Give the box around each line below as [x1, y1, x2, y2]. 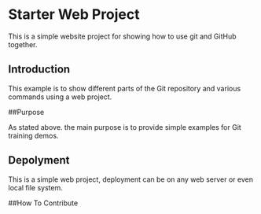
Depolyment [8, 153, 70, 167]
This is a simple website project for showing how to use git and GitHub [8, 31, 237, 41]
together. [8, 39, 38, 49]
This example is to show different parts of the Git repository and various [8, 83, 241, 93]
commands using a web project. [8, 92, 112, 101]
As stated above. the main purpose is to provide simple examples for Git [8, 122, 241, 131]
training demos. [8, 131, 59, 140]
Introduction [8, 63, 71, 76]
